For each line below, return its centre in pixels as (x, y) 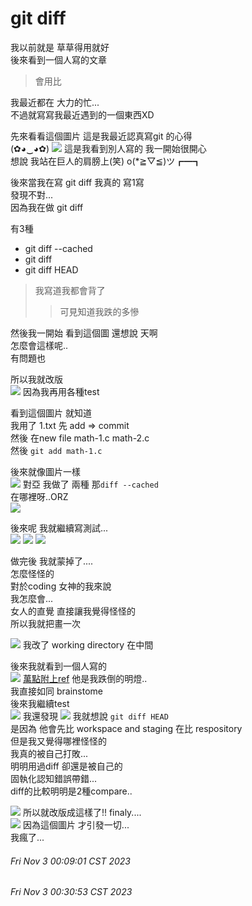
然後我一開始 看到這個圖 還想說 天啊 (84, 333)
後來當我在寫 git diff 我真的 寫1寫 (77, 182)
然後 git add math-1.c (56, 450)
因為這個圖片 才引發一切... (76, 824)
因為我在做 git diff (47, 207)
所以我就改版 (36, 379)
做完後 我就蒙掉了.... (52, 561)
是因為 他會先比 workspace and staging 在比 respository (126, 728)
